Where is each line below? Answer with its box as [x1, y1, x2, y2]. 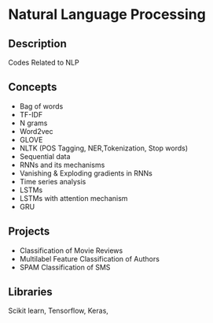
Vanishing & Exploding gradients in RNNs [19, 168, 153, 178]
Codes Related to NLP [8, 58, 80, 67]
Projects [8, 225, 50, 238]
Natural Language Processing [8, 6, 206, 24]
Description [8, 37, 67, 50]
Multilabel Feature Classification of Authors [19, 254, 160, 263]
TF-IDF [19, 110, 43, 119]
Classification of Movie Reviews [19, 246, 123, 255]
